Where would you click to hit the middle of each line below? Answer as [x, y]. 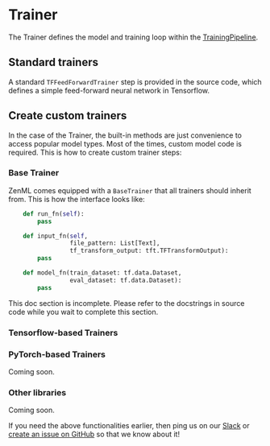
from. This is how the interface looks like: [77, 199]
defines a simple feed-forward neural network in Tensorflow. [109, 90]
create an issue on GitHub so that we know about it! [94, 434]
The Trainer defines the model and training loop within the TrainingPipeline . [133, 37]
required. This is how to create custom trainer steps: [95, 152]
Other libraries [37, 392]
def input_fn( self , [56, 236]
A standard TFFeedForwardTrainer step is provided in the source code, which [135, 81]
